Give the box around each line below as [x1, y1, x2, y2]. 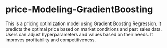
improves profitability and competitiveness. [5, 37, 96, 43]
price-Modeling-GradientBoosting [5, 4, 153, 15]
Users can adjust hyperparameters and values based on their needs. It [5, 31, 153, 37]
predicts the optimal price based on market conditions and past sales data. [5, 26, 162, 32]
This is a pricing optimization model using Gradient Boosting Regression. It [5, 20, 162, 27]
